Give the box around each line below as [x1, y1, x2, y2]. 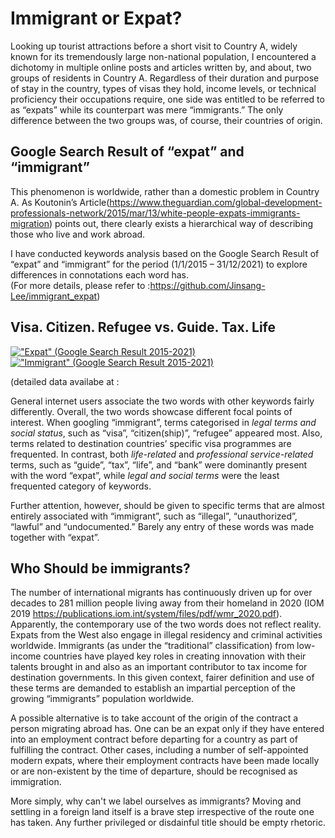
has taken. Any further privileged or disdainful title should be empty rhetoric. [10, 817, 326, 829]
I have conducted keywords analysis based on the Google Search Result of [10, 247, 320, 259]
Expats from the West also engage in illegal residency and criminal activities [10, 629, 323, 641]
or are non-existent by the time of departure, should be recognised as [10, 765, 298, 777]
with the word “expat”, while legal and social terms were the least [10, 469, 280, 481]
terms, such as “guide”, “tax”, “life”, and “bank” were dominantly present [10, 458, 308, 471]
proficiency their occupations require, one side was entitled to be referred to [10, 93, 325, 105]
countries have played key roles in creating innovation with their [43, 650, 307, 662]
